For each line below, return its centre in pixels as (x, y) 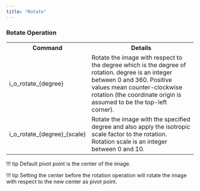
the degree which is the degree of (139, 65)
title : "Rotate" (26, 12)
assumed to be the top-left (129, 102)
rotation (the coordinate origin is (136, 95)
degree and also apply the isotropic (141, 127)
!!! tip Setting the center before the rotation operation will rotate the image (96, 175)
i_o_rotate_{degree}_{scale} (48, 134)
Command (47, 48)
